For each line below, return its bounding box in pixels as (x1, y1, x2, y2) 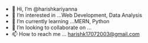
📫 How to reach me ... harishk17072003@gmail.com (11, 31, 140, 37)
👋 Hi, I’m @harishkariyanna (11, 6, 78, 12)
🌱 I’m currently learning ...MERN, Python (11, 18, 110, 24)
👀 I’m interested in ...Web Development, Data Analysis (11, 12, 143, 19)
